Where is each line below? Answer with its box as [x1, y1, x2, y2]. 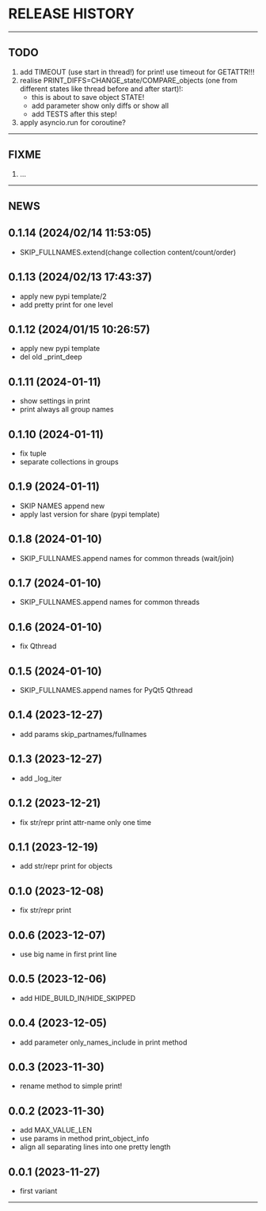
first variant [19, 1186, 58, 1196]
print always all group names [19, 405, 114, 414]
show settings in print [19, 396, 91, 406]
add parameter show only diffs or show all [31, 101, 169, 110]
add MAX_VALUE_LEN [19, 1125, 93, 1135]
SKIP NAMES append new [19, 501, 105, 510]
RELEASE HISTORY [8, 5, 135, 23]
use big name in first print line [19, 949, 117, 959]
